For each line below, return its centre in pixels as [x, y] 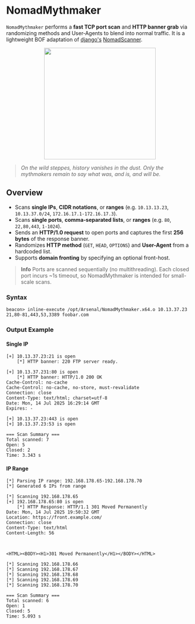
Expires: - [20, 409]
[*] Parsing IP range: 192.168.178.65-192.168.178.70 [74, 481]
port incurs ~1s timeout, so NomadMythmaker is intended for [95, 275]
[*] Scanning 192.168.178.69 [42, 580]
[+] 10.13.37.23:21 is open [41, 357]
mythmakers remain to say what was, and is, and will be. [91, 174]
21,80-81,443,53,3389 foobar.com [48, 315]
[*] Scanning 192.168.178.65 [42, 497]
